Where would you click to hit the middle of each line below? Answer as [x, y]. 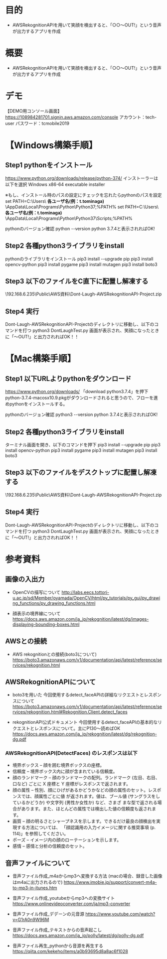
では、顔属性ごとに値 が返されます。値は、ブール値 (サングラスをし [91, 796]
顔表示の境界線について [36, 613]
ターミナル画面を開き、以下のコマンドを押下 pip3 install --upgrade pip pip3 [83, 445]
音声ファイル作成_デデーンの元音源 [48, 914]
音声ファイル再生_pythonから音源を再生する [58, 946]
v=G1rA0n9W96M [31, 920]
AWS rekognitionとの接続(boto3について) [55, 654]
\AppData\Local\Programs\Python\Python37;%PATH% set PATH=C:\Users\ [82, 207]
